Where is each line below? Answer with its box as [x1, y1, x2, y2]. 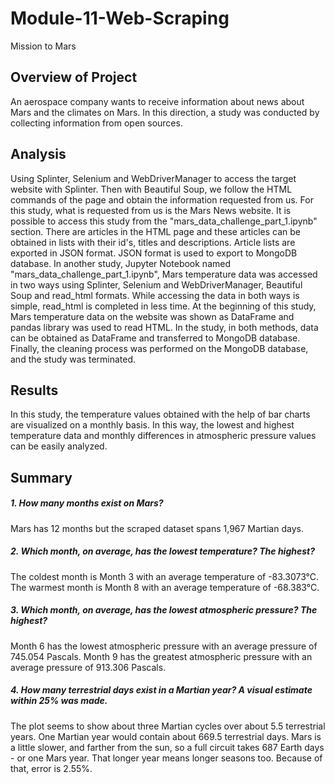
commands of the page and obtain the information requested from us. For [10, 193, 314, 206]
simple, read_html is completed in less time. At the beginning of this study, [10, 300, 317, 312]
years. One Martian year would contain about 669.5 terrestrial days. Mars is [10, 730, 322, 742]
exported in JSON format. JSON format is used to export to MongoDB [10, 247, 298, 259]
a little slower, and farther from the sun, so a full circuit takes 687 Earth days [10, 741, 325, 753]
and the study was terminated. [10, 353, 137, 365]
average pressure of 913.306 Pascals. [10, 661, 167, 673]
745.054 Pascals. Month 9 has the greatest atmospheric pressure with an [10, 650, 313, 662]
